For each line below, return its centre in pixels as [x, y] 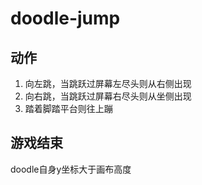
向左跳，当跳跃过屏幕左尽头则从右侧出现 [108, 83]
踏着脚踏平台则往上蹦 [68, 108]
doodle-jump [65, 18]
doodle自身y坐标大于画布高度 [71, 169]
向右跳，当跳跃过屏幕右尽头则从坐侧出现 [108, 96]
